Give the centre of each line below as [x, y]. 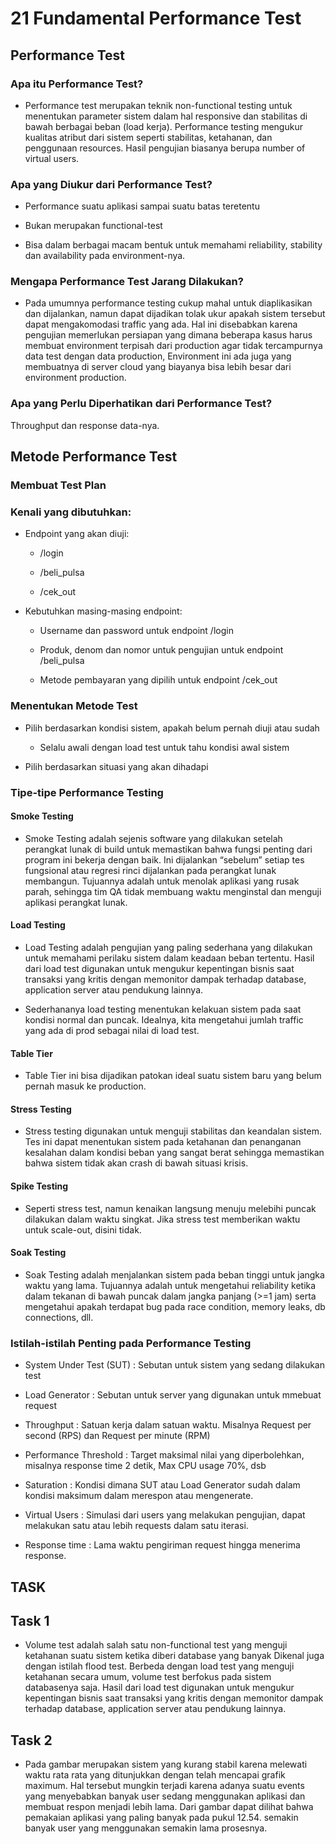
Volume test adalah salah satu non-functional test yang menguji [156, 1645]
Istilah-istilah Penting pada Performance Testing [131, 1343]
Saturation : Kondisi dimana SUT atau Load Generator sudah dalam [162, 1485]
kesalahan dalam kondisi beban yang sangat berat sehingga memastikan [174, 1153]
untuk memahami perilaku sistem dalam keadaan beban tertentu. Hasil [169, 958]
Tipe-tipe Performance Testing [87, 792]
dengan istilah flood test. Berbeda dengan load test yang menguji [159, 1666]
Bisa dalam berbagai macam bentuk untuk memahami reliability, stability [173, 245]
